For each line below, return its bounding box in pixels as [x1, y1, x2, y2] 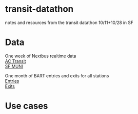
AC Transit [5, 58, 26, 64]
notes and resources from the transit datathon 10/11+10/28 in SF [5, 20, 134, 25]
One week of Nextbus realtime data [5, 53, 77, 59]
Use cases [5, 100, 48, 112]
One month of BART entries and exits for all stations [5, 72, 109, 79]
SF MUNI [5, 63, 23, 69]
